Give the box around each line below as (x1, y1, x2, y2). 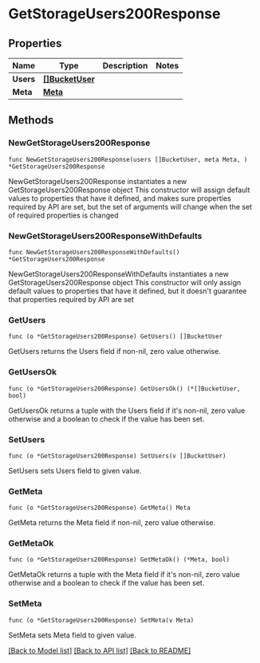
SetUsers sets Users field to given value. (8, 465, 142, 475)
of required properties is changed (8, 210, 119, 220)
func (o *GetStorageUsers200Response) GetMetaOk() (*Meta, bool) (8, 555, 230, 564)
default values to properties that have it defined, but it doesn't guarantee (8, 286, 247, 296)
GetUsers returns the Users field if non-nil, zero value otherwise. (8, 347, 221, 356)
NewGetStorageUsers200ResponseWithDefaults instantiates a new (8, 269, 229, 279)
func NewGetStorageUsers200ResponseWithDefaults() (8, 248, 180, 256)
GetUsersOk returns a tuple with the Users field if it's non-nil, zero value (8, 406, 246, 415)
